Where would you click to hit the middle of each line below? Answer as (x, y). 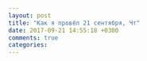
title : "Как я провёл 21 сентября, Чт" (74, 23)
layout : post (30, 15)
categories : (28, 45)
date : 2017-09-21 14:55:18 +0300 (64, 30)
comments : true (33, 38)
